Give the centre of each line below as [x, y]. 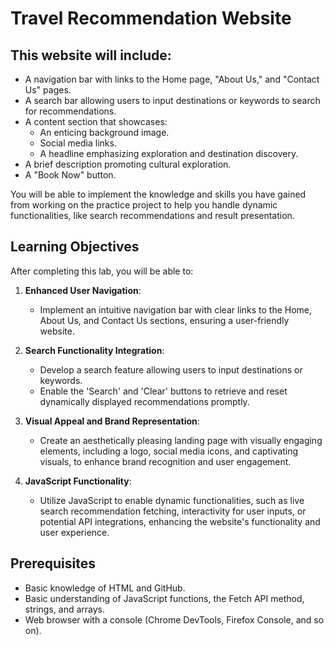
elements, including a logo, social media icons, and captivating [169, 451]
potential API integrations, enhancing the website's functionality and [180, 521]
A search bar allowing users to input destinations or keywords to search [172, 100]
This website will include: [91, 55]
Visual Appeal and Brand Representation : [112, 421]
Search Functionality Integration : [94, 350]
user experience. [74, 532]
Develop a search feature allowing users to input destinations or [171, 369]
